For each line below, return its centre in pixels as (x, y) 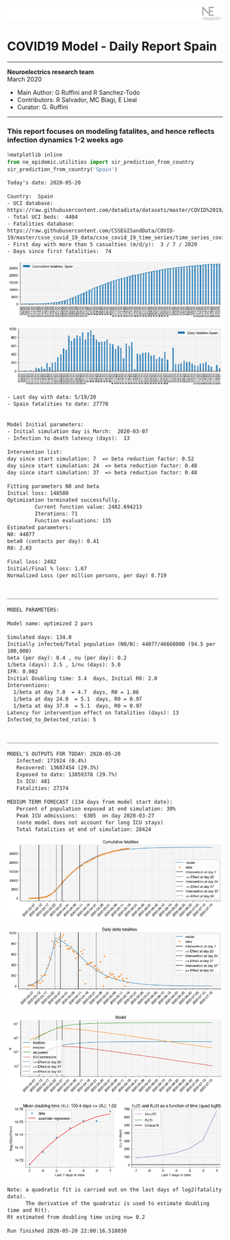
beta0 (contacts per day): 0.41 (53, 541)
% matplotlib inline (35, 155)
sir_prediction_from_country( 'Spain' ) (62, 169)
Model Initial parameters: (46, 424)
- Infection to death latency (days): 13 (68, 438)
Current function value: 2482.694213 (88, 507)
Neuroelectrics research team (51, 71)
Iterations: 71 (56, 514)
